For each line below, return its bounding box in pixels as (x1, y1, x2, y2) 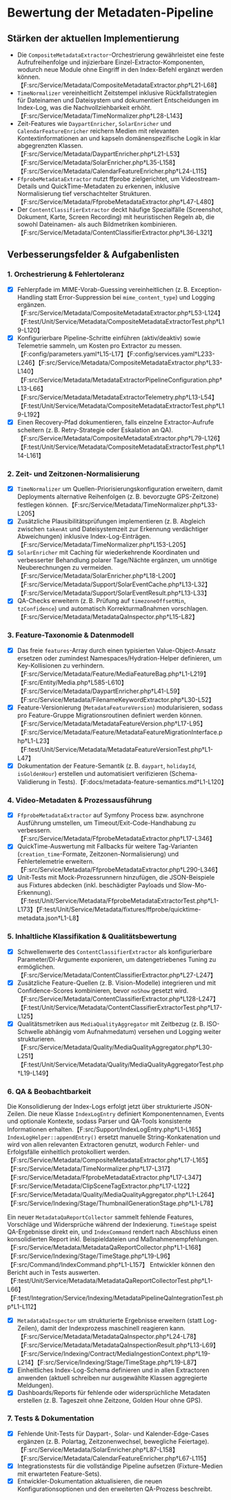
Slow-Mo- (178, 881, 207, 889)
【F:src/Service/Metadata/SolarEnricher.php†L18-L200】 (17, 572, 179, 580)
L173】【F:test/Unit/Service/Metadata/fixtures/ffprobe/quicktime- (17, 905, 201, 914)
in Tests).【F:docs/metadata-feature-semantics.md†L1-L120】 (50, 777, 228, 786)
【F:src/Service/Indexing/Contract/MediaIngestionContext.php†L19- (17, 1350, 211, 1358)
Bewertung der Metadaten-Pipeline (7, 5, 214, 21)
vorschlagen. (171, 604, 208, 613)
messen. (157, 341, 182, 350)
